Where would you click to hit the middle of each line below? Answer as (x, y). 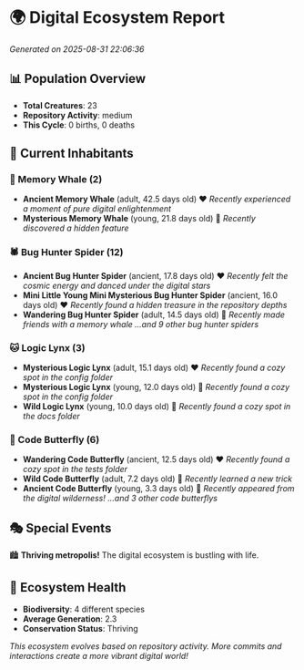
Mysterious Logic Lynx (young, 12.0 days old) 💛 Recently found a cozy (156, 387)
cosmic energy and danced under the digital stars (117, 285)
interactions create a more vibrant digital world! (99, 655)
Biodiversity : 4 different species (84, 609)
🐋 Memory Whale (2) (56, 180)
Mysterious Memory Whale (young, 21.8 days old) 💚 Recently (139, 219)
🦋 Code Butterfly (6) (55, 439)
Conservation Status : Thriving (80, 628)
